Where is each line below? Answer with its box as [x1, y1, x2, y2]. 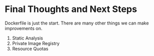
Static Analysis [12, 35, 44, 41]
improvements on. [5, 25, 43, 31]
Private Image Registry [12, 40, 60, 46]
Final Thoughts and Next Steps [5, 3, 137, 15]
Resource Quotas [12, 45, 49, 51]
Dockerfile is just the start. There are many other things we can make [5, 20, 149, 26]
